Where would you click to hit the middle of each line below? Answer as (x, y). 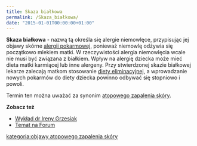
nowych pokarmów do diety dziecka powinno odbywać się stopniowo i (93, 77)
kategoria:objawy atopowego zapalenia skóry (62, 136)
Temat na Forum (35, 125)
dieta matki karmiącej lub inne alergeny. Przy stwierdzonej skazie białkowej (98, 65)
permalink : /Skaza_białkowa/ (42, 17)
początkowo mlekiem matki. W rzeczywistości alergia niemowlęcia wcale (96, 52)
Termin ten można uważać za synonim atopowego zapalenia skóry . (89, 95)
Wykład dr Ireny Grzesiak (46, 119)
